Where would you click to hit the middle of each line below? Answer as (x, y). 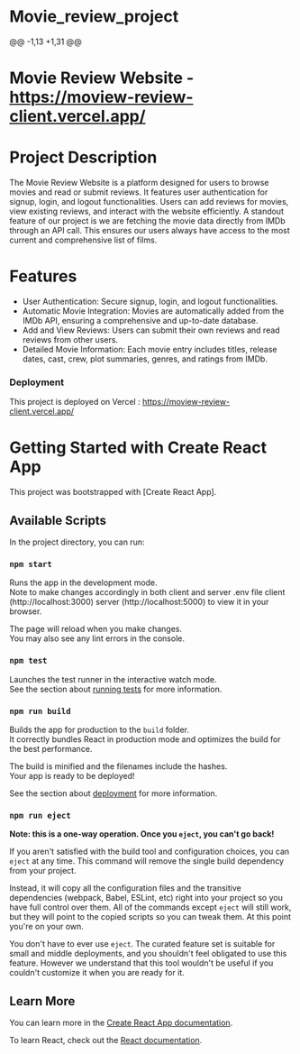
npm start (31, 564)
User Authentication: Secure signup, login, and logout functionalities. (150, 301)
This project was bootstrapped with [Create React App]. (113, 492)
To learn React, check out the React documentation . (106, 1040)
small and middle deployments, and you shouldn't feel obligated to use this (148, 954)
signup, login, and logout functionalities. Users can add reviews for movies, (149, 202)
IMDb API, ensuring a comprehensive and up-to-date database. (140, 321)
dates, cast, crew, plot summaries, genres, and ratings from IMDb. (145, 359)
